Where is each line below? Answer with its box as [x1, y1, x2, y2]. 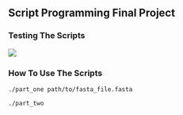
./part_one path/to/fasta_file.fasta [8, 85, 133, 94]
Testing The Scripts [8, 30, 86, 41]
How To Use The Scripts [8, 67, 103, 79]
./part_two [8, 99, 44, 107]
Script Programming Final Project [8, 6, 176, 20]
